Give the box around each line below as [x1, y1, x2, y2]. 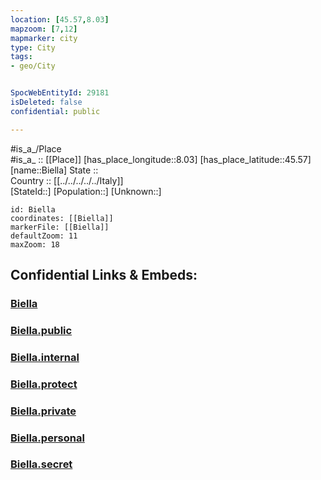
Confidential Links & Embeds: [10, 267, 198, 284]
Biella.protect [10, 377, 78, 391]
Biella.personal [10, 431, 85, 445]
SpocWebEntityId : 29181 [10, 88, 110, 98]
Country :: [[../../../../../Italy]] [10, 174, 124, 186]
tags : [10, 52, 33, 62]
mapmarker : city [10, 33, 78, 43]
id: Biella [10, 204, 56, 215]
